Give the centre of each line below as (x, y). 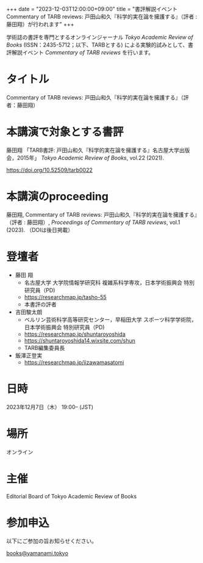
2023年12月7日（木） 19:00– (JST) (50, 407)
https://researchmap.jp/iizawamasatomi (74, 362)
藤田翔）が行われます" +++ (40, 24)
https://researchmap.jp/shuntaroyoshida (75, 334)
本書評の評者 (40, 304)
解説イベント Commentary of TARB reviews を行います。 (83, 53)
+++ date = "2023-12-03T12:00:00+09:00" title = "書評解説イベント (92, 9)
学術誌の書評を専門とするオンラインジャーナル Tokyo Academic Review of (100, 37)
